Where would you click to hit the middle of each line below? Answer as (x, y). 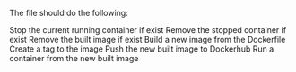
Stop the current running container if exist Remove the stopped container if (148, 30)
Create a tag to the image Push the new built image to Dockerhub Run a (142, 49)
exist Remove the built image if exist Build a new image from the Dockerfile (148, 40)
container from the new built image (74, 58)
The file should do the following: (69, 13)
